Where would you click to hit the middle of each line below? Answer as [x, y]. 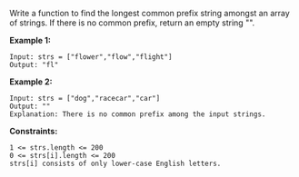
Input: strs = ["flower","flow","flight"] [91, 57]
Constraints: [34, 131]
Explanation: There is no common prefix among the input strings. [138, 114]
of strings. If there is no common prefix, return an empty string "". [132, 23]
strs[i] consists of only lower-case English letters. [115, 163]
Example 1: [30, 40]
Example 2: [31, 82]
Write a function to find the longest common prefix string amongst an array [150, 13]
